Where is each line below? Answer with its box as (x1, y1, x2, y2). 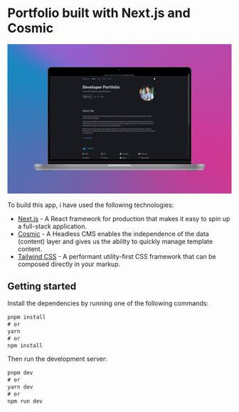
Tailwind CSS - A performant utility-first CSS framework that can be (17, 252, 216, 260)
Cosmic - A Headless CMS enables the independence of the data (17, 229, 210, 238)
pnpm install (7, 314, 46, 321)
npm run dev (7, 398, 43, 405)
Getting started (7, 280, 77, 292)
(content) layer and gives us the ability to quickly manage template (17, 237, 213, 245)
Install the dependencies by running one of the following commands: (7, 299, 208, 307)
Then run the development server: (7, 354, 108, 364)
